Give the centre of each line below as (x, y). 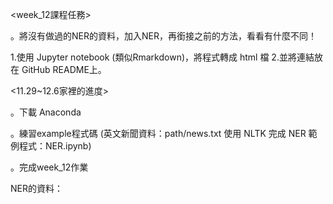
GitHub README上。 (64, 69)
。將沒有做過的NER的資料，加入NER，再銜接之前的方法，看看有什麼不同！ (163, 36)
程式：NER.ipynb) (55, 146)
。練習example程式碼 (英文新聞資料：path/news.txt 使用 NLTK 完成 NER (158, 133)
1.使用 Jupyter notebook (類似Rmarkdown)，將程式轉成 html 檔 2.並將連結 (162, 57)
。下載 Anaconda (46, 112)
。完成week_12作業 (49, 167)
